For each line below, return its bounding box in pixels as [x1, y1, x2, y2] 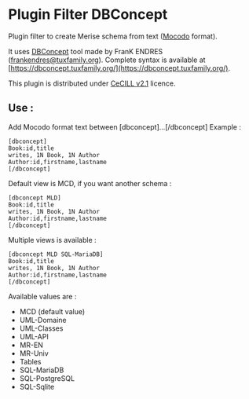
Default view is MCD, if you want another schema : [8, 178, 172, 188]
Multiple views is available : [8, 235, 97, 244]
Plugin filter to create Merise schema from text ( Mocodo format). [8, 31, 218, 41]
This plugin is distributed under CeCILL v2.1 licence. [8, 79, 176, 88]
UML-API [19, 331, 49, 341]
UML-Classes [19, 324, 64, 333]
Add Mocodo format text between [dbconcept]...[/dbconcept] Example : [8, 122, 242, 131]
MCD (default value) [19, 306, 86, 316]
